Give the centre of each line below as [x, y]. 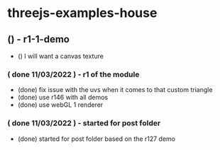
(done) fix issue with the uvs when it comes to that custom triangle [115, 90]
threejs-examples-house [82, 13]
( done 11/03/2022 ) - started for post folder [84, 123]
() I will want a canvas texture [61, 56]
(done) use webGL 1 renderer [60, 105]
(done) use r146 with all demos [63, 98]
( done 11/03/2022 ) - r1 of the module [73, 74]
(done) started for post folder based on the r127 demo [97, 139]
